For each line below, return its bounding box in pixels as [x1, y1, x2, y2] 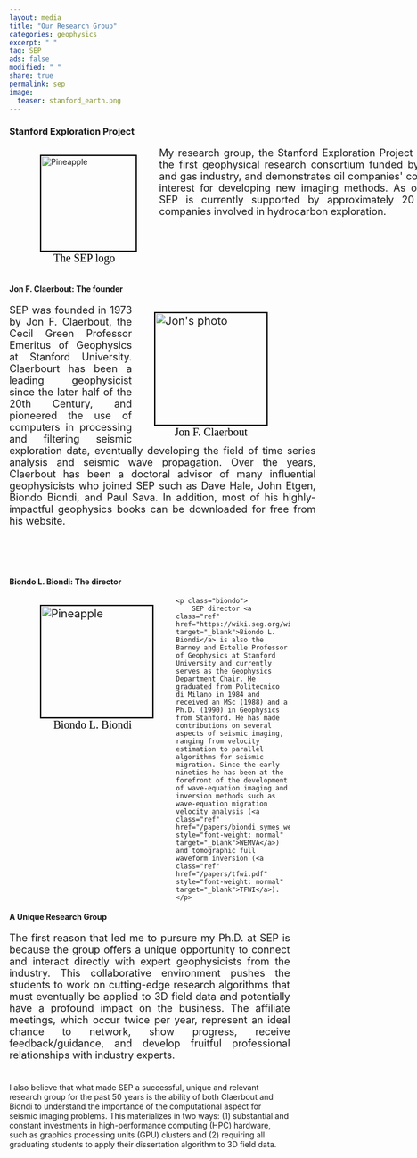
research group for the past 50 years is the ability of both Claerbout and [9, 1091, 274, 1102]
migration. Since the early [176, 760, 281, 769]
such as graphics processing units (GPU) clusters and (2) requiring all [9, 1129, 266, 1140]
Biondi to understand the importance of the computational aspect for [9, 1101, 262, 1112]
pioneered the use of [9, 409, 132, 422]
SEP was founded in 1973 [9, 303, 132, 317]
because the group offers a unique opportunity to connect [9, 943, 290, 955]
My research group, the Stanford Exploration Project [159, 146, 413, 160]
